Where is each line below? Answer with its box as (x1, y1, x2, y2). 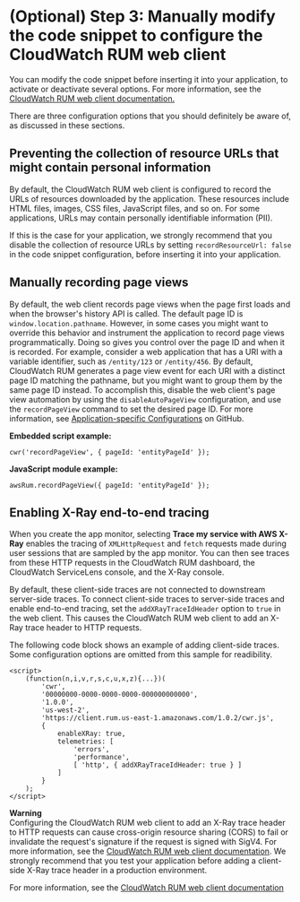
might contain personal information (9, 160, 211, 176)
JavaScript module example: (9, 464, 118, 474)
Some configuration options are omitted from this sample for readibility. (9, 649, 273, 660)
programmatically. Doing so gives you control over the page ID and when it (9, 336, 285, 347)
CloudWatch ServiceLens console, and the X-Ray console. (9, 567, 225, 577)
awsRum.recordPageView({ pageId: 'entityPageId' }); (9, 481, 210, 490)
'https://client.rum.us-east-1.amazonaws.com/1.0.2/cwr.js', (41, 714, 275, 723)
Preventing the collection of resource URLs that (9, 146, 279, 161)
